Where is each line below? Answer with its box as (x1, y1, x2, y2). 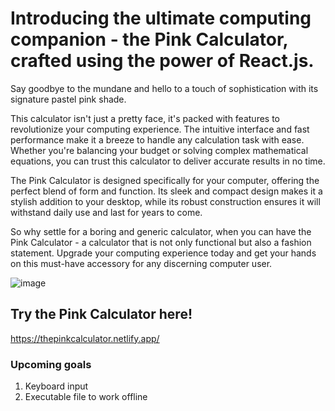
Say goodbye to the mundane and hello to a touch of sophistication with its (10, 82, 319, 94)
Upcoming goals (10, 357, 92, 371)
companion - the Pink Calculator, (10, 28, 289, 51)
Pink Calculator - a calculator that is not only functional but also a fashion (10, 236, 312, 248)
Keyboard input (24, 380, 89, 392)
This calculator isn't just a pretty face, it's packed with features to (10, 112, 281, 124)
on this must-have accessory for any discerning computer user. (10, 257, 273, 269)
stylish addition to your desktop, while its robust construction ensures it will (10, 195, 321, 207)
